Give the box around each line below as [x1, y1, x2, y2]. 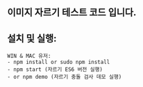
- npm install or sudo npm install [7, 58, 110, 66]
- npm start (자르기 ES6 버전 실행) [7, 66, 103, 73]
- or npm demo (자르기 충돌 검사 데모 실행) [7, 74, 122, 81]
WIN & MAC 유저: [7, 53, 51, 60]
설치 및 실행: [7, 32, 57, 44]
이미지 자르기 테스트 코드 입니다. [7, 6, 137, 19]
